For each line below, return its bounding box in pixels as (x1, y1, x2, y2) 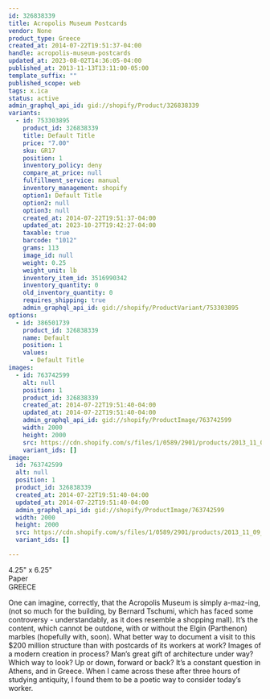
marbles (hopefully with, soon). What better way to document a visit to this (8, 631, 256, 641)
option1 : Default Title (22, 191, 103, 200)
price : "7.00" (22, 139, 70, 147)
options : (8, 311, 38, 319)
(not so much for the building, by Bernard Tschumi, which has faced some (8, 606, 254, 616)
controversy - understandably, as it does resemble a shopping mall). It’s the (8, 614, 259, 624)
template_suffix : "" (8, 72, 78, 80)
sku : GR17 (22, 147, 56, 155)
